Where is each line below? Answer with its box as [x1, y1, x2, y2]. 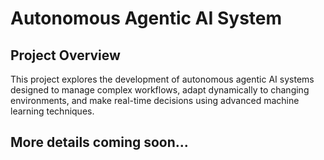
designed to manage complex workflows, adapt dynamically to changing [10, 84, 310, 96]
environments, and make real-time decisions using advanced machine [10, 95, 300, 106]
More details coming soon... [10, 134, 189, 151]
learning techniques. [10, 105, 95, 117]
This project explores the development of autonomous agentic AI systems [10, 73, 315, 85]
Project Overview [10, 47, 121, 64]
